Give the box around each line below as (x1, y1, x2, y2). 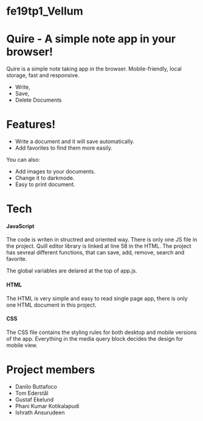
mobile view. (6, 341, 38, 349)
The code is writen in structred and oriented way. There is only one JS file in (6, 236, 198, 243)
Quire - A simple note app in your (6, 32, 176, 46)
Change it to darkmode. (15, 175, 75, 182)
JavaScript (6, 222, 35, 229)
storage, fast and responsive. (6, 72, 80, 79)
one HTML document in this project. (6, 301, 97, 308)
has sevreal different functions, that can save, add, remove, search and (6, 249, 185, 256)
